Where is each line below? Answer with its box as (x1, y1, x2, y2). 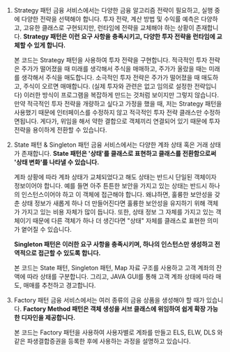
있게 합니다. (33, 41, 66, 49)
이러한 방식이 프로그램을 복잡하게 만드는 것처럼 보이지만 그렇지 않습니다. (23, 91, 220, 99)
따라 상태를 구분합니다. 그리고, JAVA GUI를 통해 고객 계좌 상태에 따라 (26, 272, 215, 281)
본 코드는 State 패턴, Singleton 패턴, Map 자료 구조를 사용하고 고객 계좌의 (13, 264, 215, 272)
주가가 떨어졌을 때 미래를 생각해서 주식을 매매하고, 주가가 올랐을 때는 (21, 65, 208, 73)
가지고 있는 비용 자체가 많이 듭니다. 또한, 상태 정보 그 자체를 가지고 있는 (21, 208, 215, 216)
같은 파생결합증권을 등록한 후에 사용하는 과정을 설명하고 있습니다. (13, 337, 191, 345)
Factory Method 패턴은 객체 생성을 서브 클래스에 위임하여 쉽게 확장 (23, 305, 206, 313)
